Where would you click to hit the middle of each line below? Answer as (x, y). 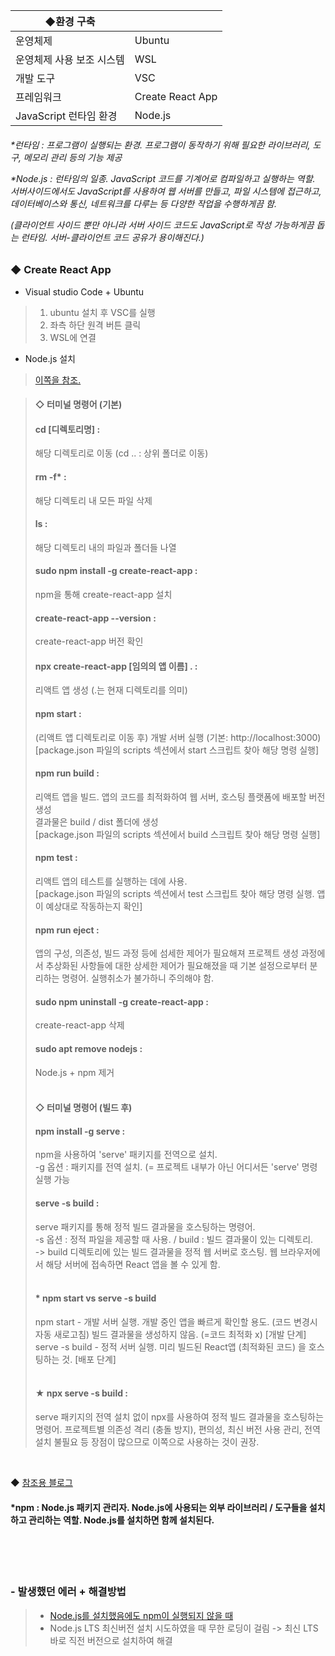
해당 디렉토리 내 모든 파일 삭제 (93, 500)
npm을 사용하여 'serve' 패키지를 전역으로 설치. (126, 1155)
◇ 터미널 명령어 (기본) (78, 405)
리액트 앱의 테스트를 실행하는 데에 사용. (111, 881)
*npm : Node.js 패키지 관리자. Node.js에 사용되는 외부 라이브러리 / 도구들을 (159, 1507)
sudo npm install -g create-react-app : (116, 571)
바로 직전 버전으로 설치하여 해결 (111, 1640)
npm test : (56, 858)
